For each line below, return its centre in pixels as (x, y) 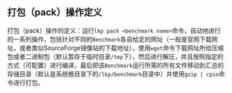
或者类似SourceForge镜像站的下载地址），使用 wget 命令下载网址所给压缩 (122, 48)
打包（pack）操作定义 (55, 12)
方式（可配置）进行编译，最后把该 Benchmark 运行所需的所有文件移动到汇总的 (116, 65)
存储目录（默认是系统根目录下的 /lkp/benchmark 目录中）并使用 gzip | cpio (113, 74)
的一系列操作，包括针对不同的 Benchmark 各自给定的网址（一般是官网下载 (109, 39)
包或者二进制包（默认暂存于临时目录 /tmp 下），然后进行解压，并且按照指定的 (115, 56)
